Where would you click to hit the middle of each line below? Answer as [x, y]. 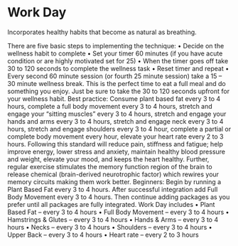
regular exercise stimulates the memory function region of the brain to [110, 166]
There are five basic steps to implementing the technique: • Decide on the [116, 46]
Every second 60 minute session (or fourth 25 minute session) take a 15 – [115, 76]
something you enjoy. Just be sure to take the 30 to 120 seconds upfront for [118, 91]
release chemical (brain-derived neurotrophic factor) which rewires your [113, 174]
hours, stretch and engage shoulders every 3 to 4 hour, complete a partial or [119, 129]
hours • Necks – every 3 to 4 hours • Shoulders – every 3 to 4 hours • [110, 227]
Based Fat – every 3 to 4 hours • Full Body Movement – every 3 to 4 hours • [118, 212]
